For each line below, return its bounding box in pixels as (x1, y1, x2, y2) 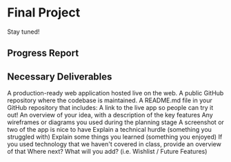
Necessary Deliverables (7, 71, 112, 82)
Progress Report (7, 47, 79, 59)
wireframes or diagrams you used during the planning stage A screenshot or (7, 118, 224, 126)
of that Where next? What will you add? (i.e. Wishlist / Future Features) (7, 148, 208, 156)
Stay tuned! (7, 27, 40, 36)
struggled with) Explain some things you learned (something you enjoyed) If (7, 132, 223, 141)
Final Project (7, 5, 81, 21)
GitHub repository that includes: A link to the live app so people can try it (7, 104, 214, 112)
